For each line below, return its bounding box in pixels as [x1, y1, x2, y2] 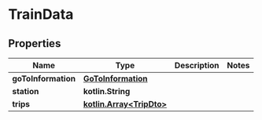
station [12, 86, 39, 96]
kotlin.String [83, 86, 131, 96]
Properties [8, 37, 61, 50]
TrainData [8, 5, 74, 24]
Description [174, 60, 220, 71]
